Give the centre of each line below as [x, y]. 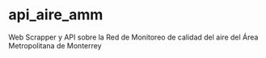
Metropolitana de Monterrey [55, 45]
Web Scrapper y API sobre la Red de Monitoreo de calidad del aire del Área [133, 37]
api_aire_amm [56, 15]
